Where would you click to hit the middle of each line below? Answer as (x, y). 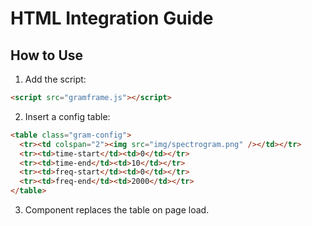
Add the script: (55, 79)
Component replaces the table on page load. (117, 210)
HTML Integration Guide (112, 18)
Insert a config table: (67, 116)
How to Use (47, 55)
